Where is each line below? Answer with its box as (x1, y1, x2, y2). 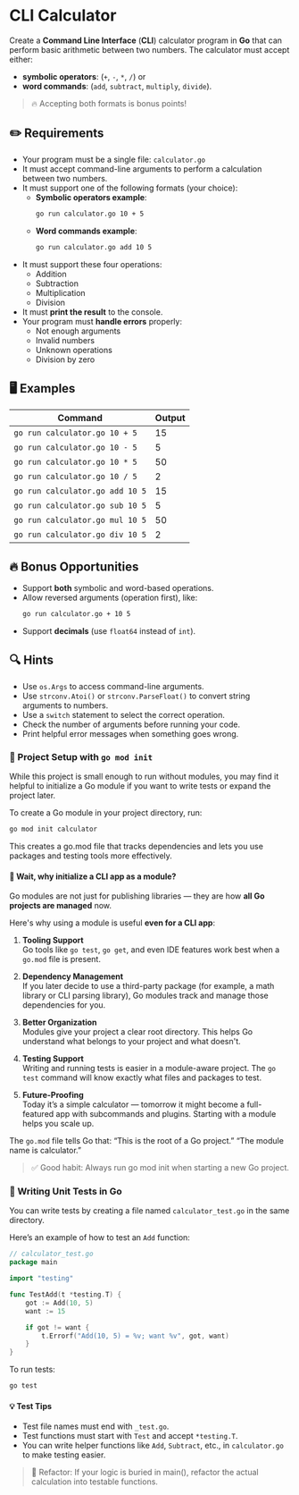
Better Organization (21, 1017, 97, 1028)
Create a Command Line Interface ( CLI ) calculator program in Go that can (9, 35, 283, 46)
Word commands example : (35, 225, 137, 236)
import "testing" (9, 1274, 74, 1283)
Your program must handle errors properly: (21, 316, 183, 326)
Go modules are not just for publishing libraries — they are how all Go (9, 891, 265, 901)
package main (9, 1258, 58, 1267)
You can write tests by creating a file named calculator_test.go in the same (9, 1205, 290, 1216)
